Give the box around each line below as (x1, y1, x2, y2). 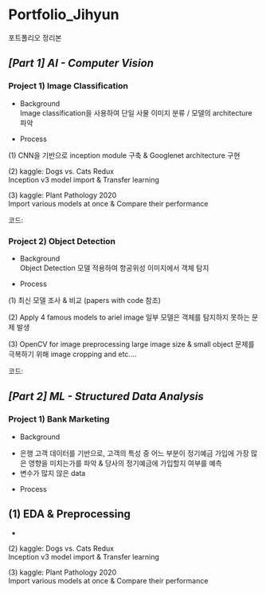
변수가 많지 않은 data (19, 468, 86, 477)
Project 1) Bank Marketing (8, 414, 110, 425)
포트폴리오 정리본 (8, 33, 62, 42)
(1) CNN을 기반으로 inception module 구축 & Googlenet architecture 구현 (8, 150, 241, 160)
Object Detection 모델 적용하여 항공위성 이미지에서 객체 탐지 (19, 263, 209, 273)
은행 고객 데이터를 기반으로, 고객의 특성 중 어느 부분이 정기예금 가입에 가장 (19, 448, 249, 458)
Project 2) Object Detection (8, 235, 115, 246)
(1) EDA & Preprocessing (8, 508, 131, 520)
